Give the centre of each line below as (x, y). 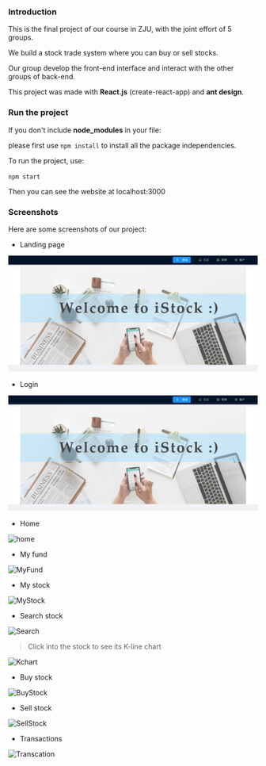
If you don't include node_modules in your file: (85, 130)
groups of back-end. (42, 77)
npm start (25, 177)
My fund (33, 554)
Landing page (42, 244)
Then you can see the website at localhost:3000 (87, 191)
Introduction (32, 12)
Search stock (41, 616)
